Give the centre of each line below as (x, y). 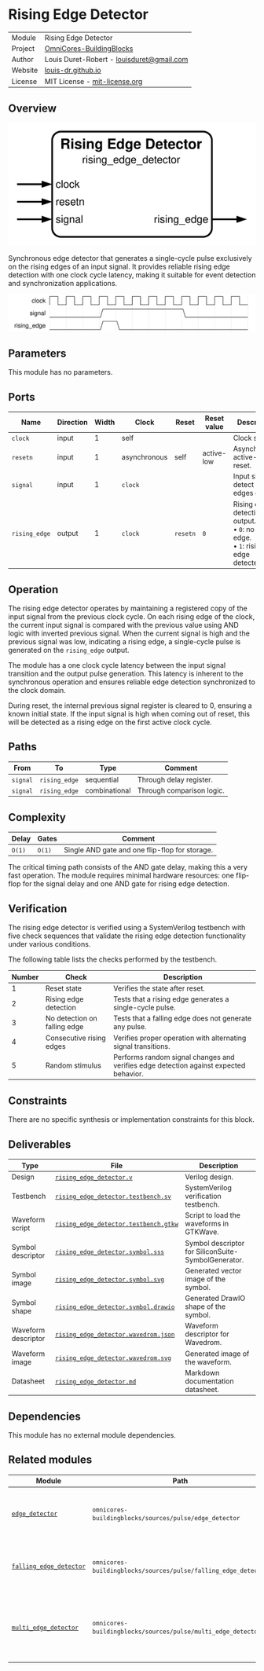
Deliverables (40, 1144)
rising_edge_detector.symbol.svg (110, 1279)
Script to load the (213, 1215)
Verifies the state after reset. (159, 988)
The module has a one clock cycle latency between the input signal (117, 665)
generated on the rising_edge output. (69, 650)
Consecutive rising (76, 1038)
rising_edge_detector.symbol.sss (110, 1252)
